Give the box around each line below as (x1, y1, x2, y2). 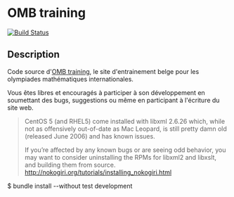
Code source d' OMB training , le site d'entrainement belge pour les (7, 67, 200, 75)
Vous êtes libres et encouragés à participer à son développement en (7, 88, 205, 96)
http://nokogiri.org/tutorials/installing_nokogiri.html (24, 167, 172, 177)
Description (7, 49, 60, 61)
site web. (7, 103, 34, 112)
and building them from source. (24, 160, 116, 169)
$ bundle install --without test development (7, 182, 133, 190)
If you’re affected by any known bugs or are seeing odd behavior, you (24, 146, 226, 154)
